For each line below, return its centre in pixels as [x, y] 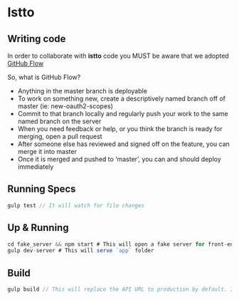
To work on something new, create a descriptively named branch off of [122, 98]
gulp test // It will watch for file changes [76, 205]
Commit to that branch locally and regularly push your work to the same [123, 114]
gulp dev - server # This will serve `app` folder [81, 251]
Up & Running [38, 228]
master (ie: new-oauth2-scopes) [65, 106]
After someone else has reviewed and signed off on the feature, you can [123, 144]
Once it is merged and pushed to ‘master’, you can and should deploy [119, 159]
